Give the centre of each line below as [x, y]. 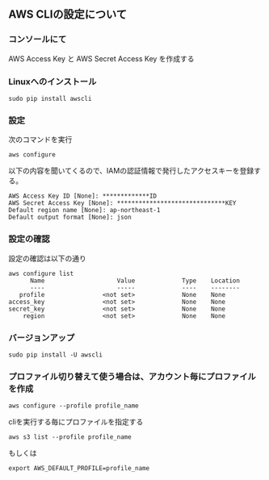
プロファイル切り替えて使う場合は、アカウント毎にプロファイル [132, 376]
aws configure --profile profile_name [74, 406]
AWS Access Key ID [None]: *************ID [83, 196]
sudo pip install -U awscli [56, 355]
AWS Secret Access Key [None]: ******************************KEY [122, 203]
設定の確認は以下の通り [47, 258]
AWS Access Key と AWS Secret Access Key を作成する [102, 58]
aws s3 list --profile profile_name [70, 437]
